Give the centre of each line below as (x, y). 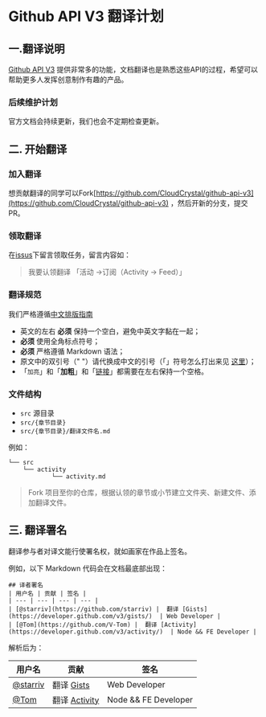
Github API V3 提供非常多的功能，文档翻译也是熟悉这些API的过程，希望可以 (133, 70)
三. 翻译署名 (38, 530)
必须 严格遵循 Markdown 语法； (72, 351)
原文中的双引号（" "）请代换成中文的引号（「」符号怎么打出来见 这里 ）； (138, 361)
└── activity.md (78, 476)
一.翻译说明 (37, 49)
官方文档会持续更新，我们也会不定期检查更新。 (86, 121)
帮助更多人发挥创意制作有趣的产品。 (68, 80)
